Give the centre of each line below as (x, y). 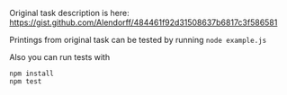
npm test (26, 82)
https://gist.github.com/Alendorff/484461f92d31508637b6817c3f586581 (143, 22)
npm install (31, 73)
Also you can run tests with (60, 57)
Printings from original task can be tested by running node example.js (138, 40)
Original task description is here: (69, 13)
